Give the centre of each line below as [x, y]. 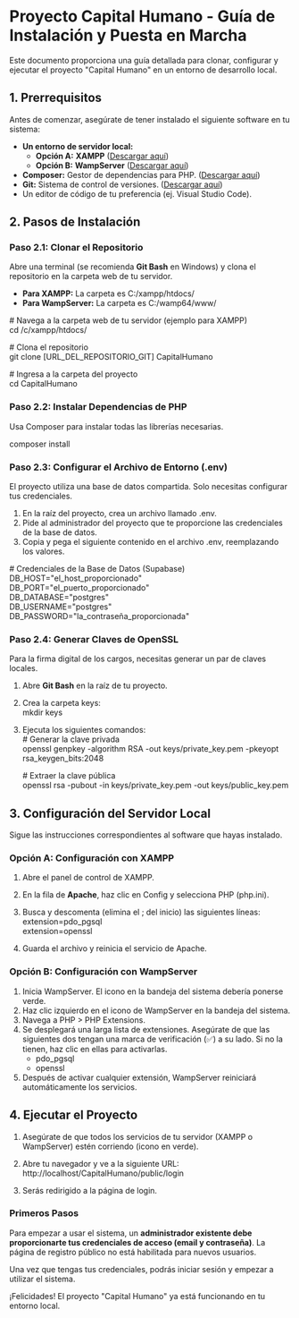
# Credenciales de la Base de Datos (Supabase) [97, 569]
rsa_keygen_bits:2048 [63, 759]
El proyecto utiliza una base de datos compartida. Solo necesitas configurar [149, 487]
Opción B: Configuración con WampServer [104, 972]
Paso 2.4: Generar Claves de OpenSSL [94, 639]
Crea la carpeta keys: [61, 703]
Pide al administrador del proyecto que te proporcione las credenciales [152, 523]
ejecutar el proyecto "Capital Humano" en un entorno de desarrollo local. [143, 70]
